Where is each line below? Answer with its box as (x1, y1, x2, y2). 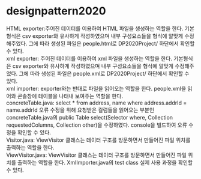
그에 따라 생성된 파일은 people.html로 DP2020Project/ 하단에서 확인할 (28, 40, 195, 47)
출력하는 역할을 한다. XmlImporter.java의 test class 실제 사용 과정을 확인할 (17, 159, 193, 166)
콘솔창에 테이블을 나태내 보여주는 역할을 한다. (17, 92, 124, 100)
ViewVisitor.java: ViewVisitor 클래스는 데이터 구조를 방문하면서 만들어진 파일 (6, 151, 187, 159)
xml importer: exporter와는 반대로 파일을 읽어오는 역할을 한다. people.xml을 (6, 85, 187, 92)
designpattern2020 (6, 4, 106, 18)
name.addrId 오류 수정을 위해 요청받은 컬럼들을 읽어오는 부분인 (6, 106, 155, 114)
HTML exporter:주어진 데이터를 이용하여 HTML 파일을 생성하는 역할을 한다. (6, 25, 184, 32)
